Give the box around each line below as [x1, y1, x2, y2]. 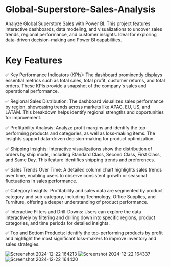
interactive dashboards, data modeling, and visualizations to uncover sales [5, 26, 162, 32]
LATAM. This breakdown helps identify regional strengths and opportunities [5, 109, 164, 115]
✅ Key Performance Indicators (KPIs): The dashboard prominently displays [5, 71, 162, 78]
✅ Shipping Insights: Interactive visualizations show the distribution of [5, 145, 152, 152]
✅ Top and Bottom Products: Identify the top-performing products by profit [5, 230, 163, 236]
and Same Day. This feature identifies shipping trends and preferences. [5, 157, 155, 163]
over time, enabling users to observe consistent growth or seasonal [5, 172, 147, 178]
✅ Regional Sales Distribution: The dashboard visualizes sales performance [5, 98, 164, 104]
